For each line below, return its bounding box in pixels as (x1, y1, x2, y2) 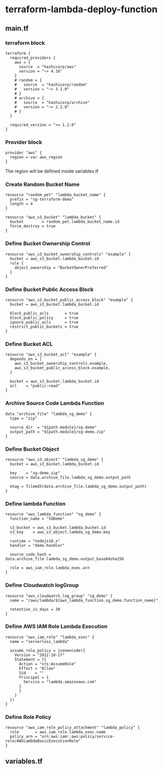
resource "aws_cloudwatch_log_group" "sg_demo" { (5, 593, 113, 598)
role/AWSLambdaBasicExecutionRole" (5, 738, 81, 744)
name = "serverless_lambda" (10, 639, 70, 644)
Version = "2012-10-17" (14, 653, 65, 658)
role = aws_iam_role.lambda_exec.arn (10, 566, 90, 571)
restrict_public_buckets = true (10, 324, 79, 330)
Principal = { (18, 674, 49, 680)
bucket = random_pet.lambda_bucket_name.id (10, 219, 120, 224)
